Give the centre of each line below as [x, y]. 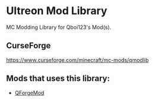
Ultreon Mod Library [57, 11]
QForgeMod [29, 93]
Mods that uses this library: [58, 79]
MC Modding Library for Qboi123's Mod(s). [59, 27]
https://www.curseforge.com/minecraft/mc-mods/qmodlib [77, 60]
